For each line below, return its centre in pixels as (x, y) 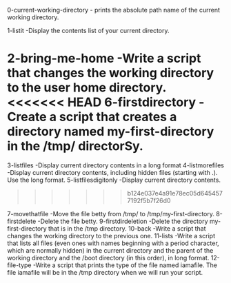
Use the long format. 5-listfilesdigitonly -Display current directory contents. (114, 180)
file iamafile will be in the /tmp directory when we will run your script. (105, 272)
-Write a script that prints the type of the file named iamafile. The (125, 265)
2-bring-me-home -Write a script (104, 59)
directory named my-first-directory (111, 132)
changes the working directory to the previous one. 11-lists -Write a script (111, 235)
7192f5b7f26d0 (149, 200)
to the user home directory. (87, 88)
